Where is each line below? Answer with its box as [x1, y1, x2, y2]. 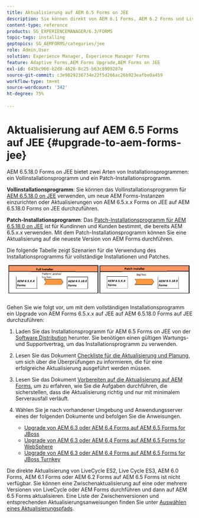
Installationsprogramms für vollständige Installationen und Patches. [6, 252, 171, 260]
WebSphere [24, 443, 53, 450]
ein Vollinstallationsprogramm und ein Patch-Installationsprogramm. [6, 174, 172, 181]
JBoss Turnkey [24, 456, 61, 463]
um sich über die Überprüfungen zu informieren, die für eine [15, 359, 163, 366]
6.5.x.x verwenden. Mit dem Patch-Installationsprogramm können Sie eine [6, 229, 187, 236]
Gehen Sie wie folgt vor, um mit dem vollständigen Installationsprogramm [6, 304, 185, 311]
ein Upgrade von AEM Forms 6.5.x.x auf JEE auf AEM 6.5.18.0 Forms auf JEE [6, 310, 193, 317]
